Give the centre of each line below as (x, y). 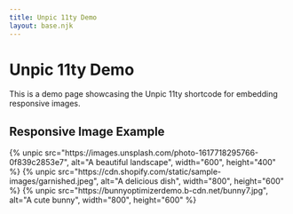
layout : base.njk (41, 26)
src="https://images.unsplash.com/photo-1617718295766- (152, 153)
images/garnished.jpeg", (54, 181)
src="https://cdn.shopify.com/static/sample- (139, 172)
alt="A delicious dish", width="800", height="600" (192, 181)
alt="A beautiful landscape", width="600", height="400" (174, 162)
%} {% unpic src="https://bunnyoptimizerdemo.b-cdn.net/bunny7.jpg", (139, 191)
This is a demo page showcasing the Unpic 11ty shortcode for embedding (143, 94)
